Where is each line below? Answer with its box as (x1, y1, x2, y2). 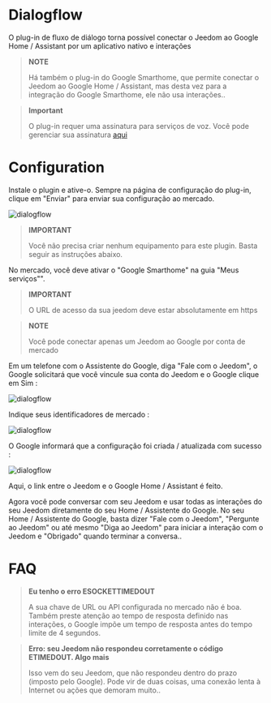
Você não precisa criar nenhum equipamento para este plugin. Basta (28, 241, 258, 251)
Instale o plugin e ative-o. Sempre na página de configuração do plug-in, (8, 185, 252, 195)
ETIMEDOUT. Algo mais (28, 652, 110, 662)
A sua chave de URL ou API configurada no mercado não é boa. (28, 602, 242, 611)
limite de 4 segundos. (28, 628, 101, 637)
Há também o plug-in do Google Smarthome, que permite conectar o (28, 72, 260, 82)
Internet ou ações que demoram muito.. (28, 685, 161, 695)
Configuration (8, 158, 105, 177)
